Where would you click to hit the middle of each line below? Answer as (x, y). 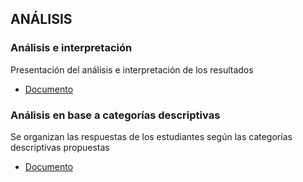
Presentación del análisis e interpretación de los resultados (132, 69)
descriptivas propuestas (60, 147)
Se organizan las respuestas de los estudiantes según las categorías (151, 136)
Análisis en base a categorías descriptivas (115, 115)
